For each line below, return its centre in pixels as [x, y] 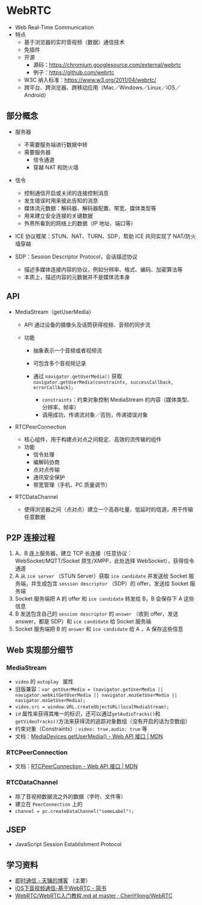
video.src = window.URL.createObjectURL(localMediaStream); [92, 707]
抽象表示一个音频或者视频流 [68, 350]
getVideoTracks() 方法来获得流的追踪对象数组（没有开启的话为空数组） [103, 722]
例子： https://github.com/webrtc [74, 72]
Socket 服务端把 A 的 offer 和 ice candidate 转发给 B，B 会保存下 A [99, 599]
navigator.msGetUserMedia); [50, 701]
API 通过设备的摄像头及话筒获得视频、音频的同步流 [87, 324]
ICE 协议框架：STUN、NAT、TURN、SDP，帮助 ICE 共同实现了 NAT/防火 [105, 236]
